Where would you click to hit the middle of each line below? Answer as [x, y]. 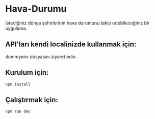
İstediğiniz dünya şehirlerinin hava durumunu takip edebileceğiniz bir [77, 23]
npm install [18, 84]
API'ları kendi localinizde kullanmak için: [71, 44]
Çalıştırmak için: [32, 100]
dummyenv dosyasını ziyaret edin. [41, 56]
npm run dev [18, 112]
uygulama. [16, 28]
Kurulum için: [27, 72]
